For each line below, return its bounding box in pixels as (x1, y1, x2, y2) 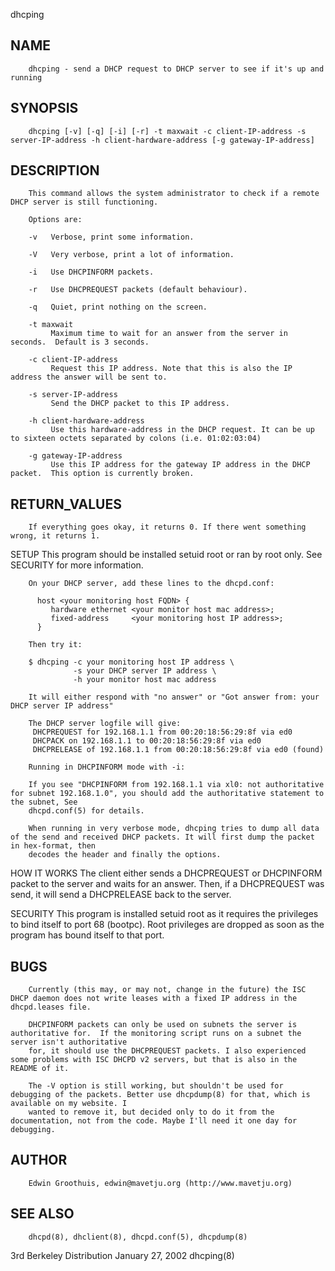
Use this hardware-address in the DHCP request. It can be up (50, 425, 315, 435)
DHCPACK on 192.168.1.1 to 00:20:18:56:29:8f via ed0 (32, 736, 262, 746)
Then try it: (28, 640, 83, 650)
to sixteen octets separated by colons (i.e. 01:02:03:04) (10, 434, 262, 444)
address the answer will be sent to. (10, 372, 168, 383)
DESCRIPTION (10, 162, 100, 179)
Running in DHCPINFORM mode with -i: (28, 762, 186, 773)
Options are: (28, 215, 83, 225)
